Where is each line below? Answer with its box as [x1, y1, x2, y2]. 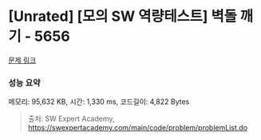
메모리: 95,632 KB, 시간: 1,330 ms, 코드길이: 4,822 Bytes [8, 97, 190, 106]
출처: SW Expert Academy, [27, 114, 115, 124]
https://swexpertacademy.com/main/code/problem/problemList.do [27, 123, 248, 133]
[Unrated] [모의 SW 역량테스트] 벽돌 [8, 7, 237, 26]
